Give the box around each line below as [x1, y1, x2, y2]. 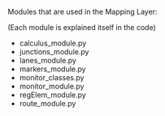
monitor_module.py [19, 81, 85, 91]
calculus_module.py [19, 38, 87, 48]
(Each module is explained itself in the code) [7, 23, 156, 32]
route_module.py [19, 99, 76, 108]
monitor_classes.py [19, 73, 85, 82]
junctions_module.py [19, 47, 89, 56]
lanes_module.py [19, 56, 76, 65]
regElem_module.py [19, 90, 86, 100]
